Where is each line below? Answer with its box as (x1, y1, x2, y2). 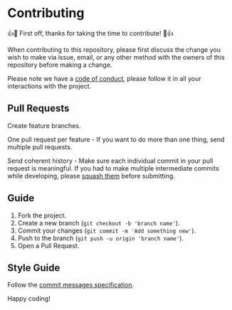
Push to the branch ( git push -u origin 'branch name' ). (17, 233, 184, 242)
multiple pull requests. (7, 142, 73, 151)
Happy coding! (7, 294, 51, 303)
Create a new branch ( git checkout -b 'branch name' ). (17, 218, 180, 227)
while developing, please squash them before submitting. (7, 171, 176, 180)
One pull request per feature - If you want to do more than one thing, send (7, 135, 225, 144)
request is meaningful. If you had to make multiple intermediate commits (7, 164, 219, 172)
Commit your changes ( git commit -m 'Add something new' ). (17, 226, 196, 235)
